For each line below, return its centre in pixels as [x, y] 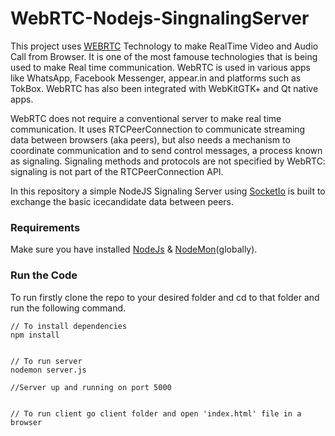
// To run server [46, 361]
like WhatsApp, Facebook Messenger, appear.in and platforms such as [156, 78]
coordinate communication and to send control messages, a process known [166, 150]
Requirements [45, 227]
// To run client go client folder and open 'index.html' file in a [156, 413]
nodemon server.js [48, 370]
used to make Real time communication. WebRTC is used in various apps [160, 67]
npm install [35, 335]
